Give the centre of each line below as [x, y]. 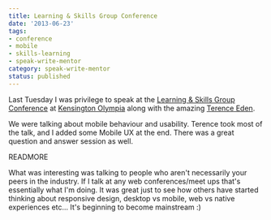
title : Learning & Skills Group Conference [83, 16]
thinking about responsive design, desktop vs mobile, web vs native [122, 198]
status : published [39, 76]
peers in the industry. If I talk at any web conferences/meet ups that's [125, 181]
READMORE [28, 157]
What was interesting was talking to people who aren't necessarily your [128, 172]
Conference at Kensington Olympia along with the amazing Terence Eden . [132, 108]
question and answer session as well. [71, 141]
